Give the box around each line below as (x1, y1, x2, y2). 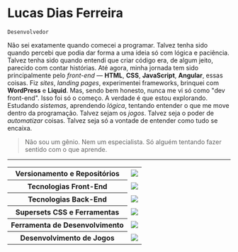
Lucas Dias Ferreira (7, 5, 124, 21)
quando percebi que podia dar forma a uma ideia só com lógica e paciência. (7, 48, 229, 57)
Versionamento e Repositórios (15, 168, 120, 178)
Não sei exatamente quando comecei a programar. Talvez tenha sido (7, 40, 208, 49)
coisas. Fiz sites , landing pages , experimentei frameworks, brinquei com (7, 78, 220, 87)
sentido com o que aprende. (24, 145, 108, 153)
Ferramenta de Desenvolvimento (11, 220, 124, 230)
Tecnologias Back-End (28, 194, 108, 204)
